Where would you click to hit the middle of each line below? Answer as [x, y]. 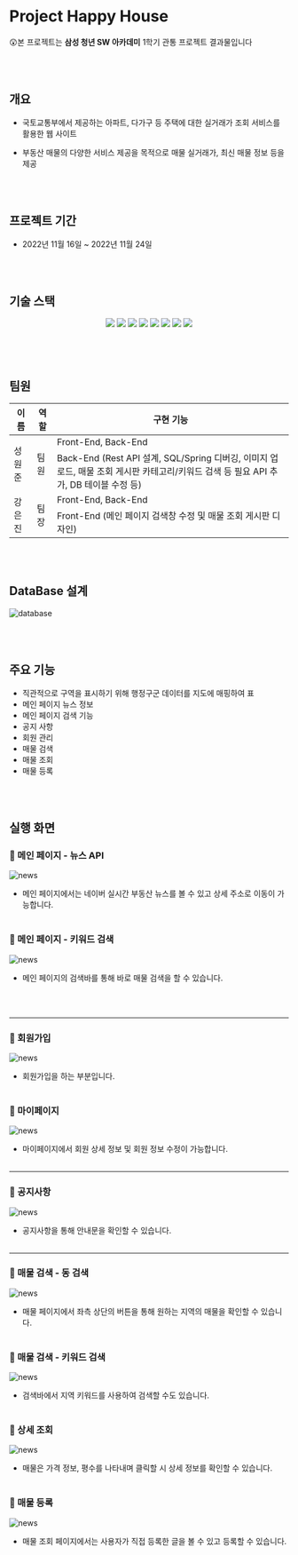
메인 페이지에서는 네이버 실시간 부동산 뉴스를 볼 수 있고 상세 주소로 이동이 [149, 893]
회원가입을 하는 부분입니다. [68, 1075]
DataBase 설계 [49, 591]
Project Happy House [89, 16]
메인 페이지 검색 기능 [58, 715]
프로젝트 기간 [43, 221]
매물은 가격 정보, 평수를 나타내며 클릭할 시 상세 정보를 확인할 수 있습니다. [147, 1468]
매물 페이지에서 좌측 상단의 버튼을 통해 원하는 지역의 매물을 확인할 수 [140, 1311]
